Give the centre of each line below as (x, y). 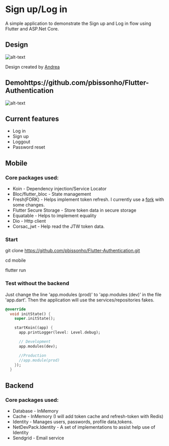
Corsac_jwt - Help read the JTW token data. (58, 226)
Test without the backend (37, 284)
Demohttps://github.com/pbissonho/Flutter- (77, 83)
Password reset (29, 147)
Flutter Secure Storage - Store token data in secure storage (74, 210)
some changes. (29, 205)
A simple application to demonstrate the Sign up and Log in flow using (78, 23)
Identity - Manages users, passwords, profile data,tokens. (73, 422)
